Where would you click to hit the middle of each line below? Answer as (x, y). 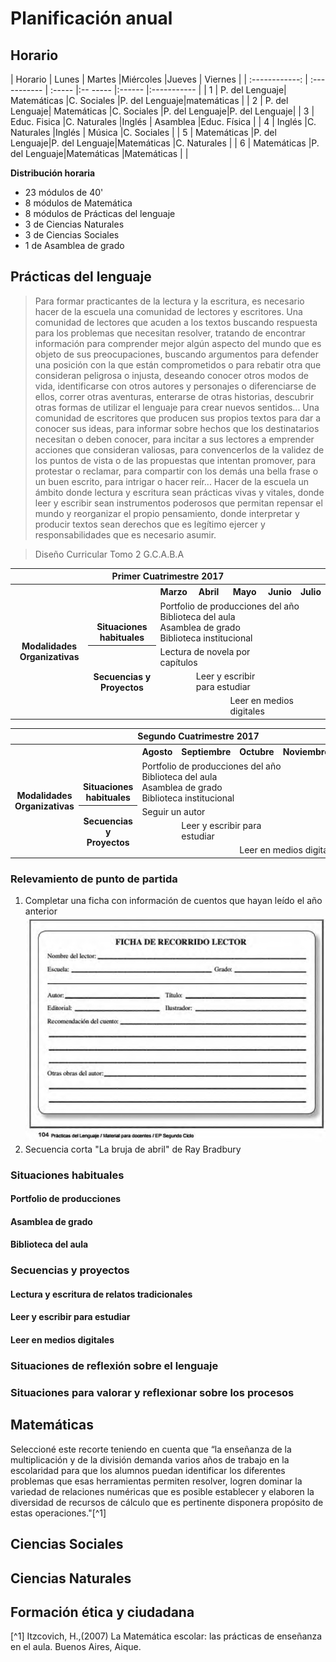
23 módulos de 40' (64, 192)
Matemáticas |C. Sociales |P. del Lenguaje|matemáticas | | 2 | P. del (149, 100)
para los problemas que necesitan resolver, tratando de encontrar (170, 333)
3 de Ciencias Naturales (74, 224)
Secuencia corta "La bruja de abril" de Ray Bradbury (133, 1149)
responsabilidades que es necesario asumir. (125, 534)
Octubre (257, 752)
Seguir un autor (173, 811)
